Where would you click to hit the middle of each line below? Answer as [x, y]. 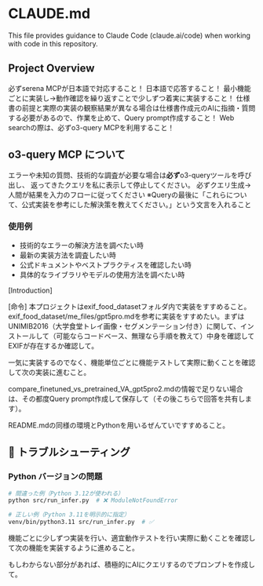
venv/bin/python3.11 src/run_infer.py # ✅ [81, 522]
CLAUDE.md [49, 14]
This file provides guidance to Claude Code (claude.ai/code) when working [130, 35]
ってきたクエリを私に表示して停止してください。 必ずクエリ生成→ [144, 184]
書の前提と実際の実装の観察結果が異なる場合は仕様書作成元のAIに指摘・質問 [132, 107]
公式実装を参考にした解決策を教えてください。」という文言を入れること [137, 204]
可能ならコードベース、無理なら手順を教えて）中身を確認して [155, 336]
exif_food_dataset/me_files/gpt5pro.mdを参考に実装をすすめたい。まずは [126, 316]
